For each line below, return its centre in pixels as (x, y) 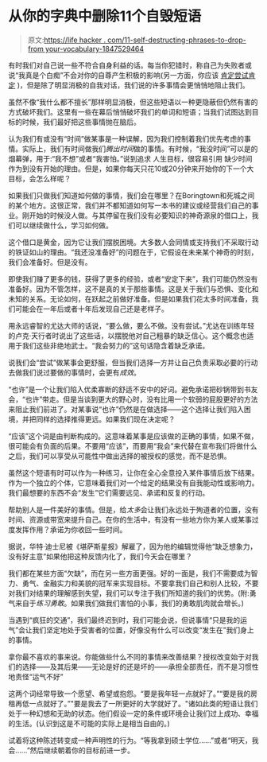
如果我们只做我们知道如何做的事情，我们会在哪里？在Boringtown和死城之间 (132, 195)
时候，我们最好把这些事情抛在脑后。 (81, 122)
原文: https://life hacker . (66, 40)
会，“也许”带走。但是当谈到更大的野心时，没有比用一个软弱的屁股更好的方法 (133, 399)
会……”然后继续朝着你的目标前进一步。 (72, 750)
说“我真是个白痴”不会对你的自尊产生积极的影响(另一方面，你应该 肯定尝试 (128, 75)
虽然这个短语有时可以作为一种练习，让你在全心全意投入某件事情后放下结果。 (133, 472)
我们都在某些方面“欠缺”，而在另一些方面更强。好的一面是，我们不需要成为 (130, 573)
